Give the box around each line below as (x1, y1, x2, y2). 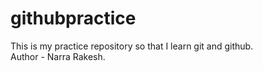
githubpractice (10, 7, 137, 30)
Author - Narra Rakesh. (10, 50, 106, 62)
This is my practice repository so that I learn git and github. (10, 40, 254, 52)
